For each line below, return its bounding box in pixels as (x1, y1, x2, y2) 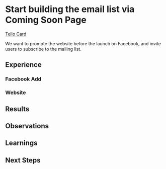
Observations (5, 122, 49, 130)
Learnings (5, 139, 38, 147)
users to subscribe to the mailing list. (5, 46, 81, 52)
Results (5, 105, 30, 113)
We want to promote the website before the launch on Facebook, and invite (5, 40, 161, 46)
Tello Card (5, 31, 27, 37)
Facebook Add (5, 75, 42, 82)
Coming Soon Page (5, 14, 87, 26)
